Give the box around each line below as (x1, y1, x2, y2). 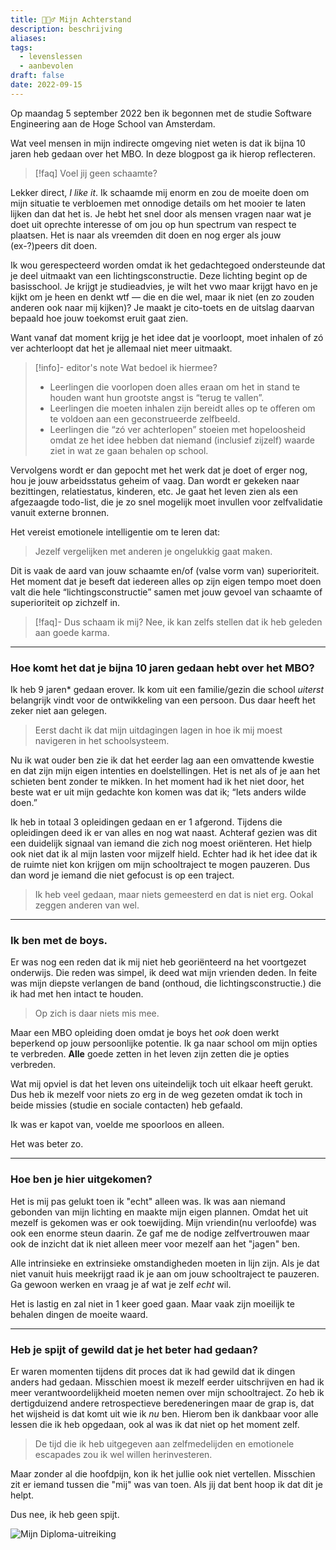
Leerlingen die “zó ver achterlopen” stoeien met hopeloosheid (49, 423, 306, 435)
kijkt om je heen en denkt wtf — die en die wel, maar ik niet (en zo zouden (10, 291, 315, 303)
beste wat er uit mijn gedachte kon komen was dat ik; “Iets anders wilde (10, 786, 307, 798)
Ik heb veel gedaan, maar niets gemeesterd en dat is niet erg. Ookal (34, 889, 314, 901)
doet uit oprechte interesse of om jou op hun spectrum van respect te (10, 218, 297, 230)
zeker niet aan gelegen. (10, 705, 108, 717)
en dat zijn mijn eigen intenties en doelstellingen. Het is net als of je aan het (10, 765, 321, 777)
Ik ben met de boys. (10, 933, 108, 947)
